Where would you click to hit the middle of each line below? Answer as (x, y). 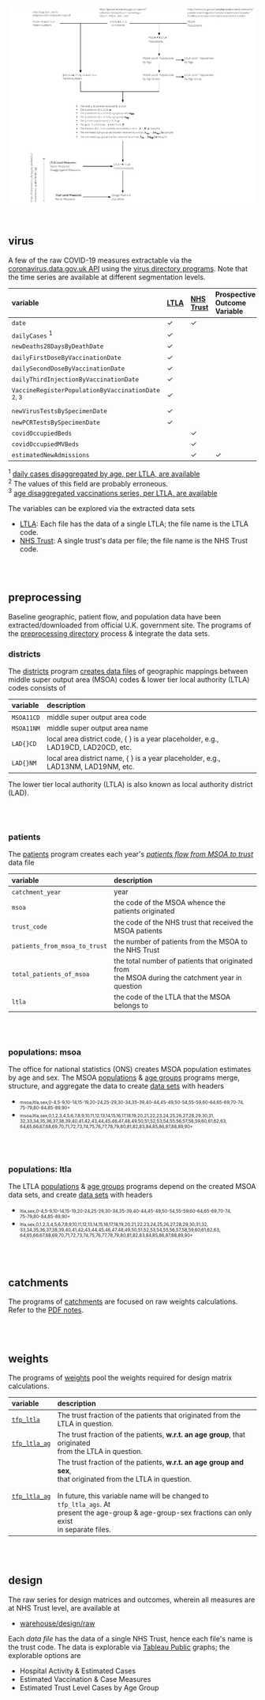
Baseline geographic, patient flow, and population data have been (115, 616)
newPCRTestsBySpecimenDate (56, 422)
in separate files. (84, 1530)
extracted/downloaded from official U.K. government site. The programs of (130, 625)
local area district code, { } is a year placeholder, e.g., (133, 739)
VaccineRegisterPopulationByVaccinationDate (86, 391)
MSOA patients (138, 930)
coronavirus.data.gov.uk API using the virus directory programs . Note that (128, 268)
